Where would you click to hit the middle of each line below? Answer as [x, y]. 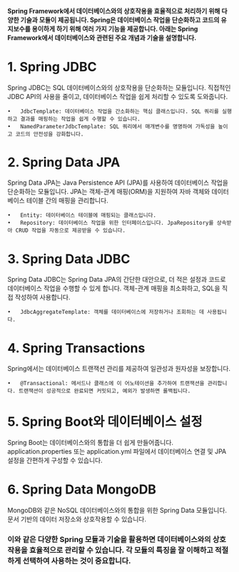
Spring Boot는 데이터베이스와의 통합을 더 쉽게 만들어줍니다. [90, 443]
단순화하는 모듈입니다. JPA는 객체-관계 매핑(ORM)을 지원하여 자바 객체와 [109, 192]
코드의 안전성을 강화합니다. [50, 134]
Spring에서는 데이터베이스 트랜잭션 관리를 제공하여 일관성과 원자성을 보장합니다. [119, 369]
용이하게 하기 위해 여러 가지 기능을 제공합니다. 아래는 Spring [115, 29]
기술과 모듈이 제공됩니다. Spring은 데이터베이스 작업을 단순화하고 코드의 [120, 20]
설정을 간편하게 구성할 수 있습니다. [55, 461]
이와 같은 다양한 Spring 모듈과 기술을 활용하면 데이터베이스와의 [110, 540]
